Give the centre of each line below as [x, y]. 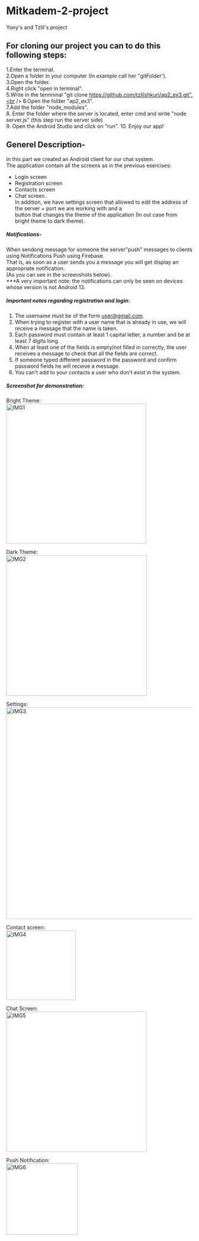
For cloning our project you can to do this [84, 46]
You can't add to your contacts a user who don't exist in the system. [98, 372]
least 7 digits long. [37, 341]
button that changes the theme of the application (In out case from [96, 214]
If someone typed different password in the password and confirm [96, 360]
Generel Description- [46, 145]
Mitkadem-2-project [57, 11]
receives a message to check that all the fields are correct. [86, 353]
